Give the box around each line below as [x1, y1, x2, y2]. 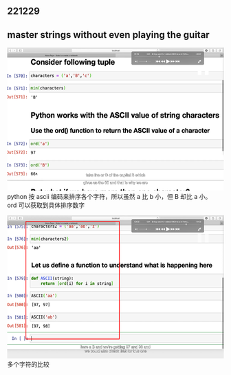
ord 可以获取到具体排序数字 [7, 201, 85, 209]
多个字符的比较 [7, 361, 49, 369]
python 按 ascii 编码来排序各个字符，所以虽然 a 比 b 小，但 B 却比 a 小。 [7, 193, 212, 201]
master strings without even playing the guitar [7, 29, 210, 41]
